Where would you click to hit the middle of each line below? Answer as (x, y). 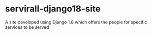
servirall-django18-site (53, 9)
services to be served (27, 27)
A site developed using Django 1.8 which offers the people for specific (76, 22)
